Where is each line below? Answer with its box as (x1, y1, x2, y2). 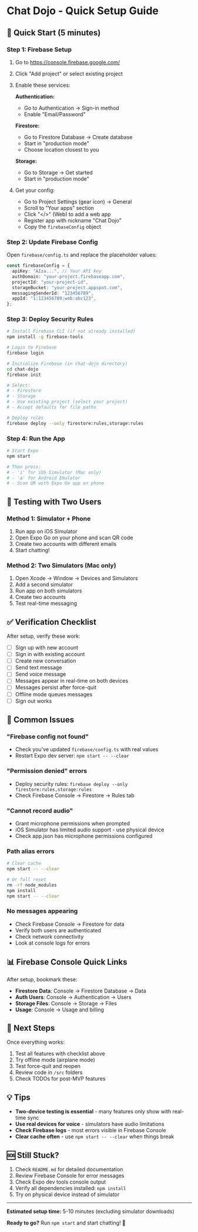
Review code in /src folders (15, 1069, 83, 1076)
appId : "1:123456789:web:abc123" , (12, 296, 96, 302)
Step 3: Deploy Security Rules (6, 315, 93, 323)
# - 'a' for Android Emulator (6, 475, 81, 481)
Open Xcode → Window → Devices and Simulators (15, 575, 138, 582)
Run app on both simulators (15, 587, 82, 594)
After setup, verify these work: (6, 633, 80, 640)
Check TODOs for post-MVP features (15, 1075, 106, 1082)
